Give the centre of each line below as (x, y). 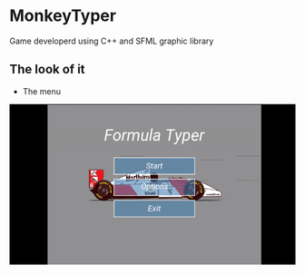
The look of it (47, 69)
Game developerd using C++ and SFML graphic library (112, 41)
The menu (42, 91)
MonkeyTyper (63, 16)
